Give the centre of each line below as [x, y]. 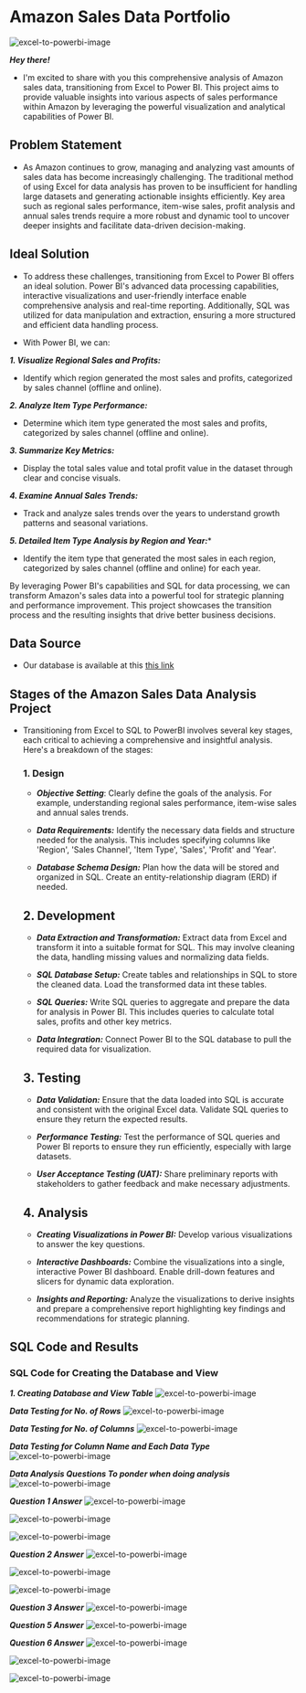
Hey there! [30, 59]
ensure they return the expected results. [112, 1119]
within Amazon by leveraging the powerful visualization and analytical [154, 106]
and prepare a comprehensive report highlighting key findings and [161, 1308]
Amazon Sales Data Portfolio [120, 17]
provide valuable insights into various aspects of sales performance [150, 97]
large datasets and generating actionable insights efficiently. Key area [154, 196]
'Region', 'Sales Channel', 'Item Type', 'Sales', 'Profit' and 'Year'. [156, 850]
